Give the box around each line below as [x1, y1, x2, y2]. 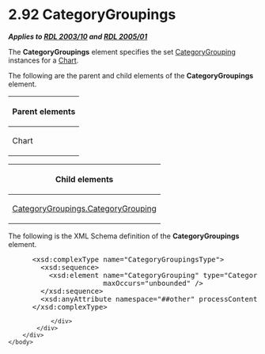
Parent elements [12, 105, 76, 116]
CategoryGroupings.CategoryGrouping [12, 203, 157, 214]
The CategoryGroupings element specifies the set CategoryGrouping [8, 47, 236, 56]
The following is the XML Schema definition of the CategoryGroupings [8, 231, 240, 241]
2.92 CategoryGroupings [8, 6, 176, 24]
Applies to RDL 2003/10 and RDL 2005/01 [8, 32, 148, 41]
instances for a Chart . [8, 55, 79, 65]
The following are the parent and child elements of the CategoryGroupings [8, 70, 254, 80]
